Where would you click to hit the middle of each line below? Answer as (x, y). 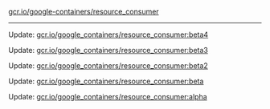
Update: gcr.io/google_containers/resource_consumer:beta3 (108, 50)
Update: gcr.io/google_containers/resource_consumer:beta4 (108, 34)
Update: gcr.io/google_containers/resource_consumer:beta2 (108, 66)
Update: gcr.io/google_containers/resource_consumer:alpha (108, 97)
